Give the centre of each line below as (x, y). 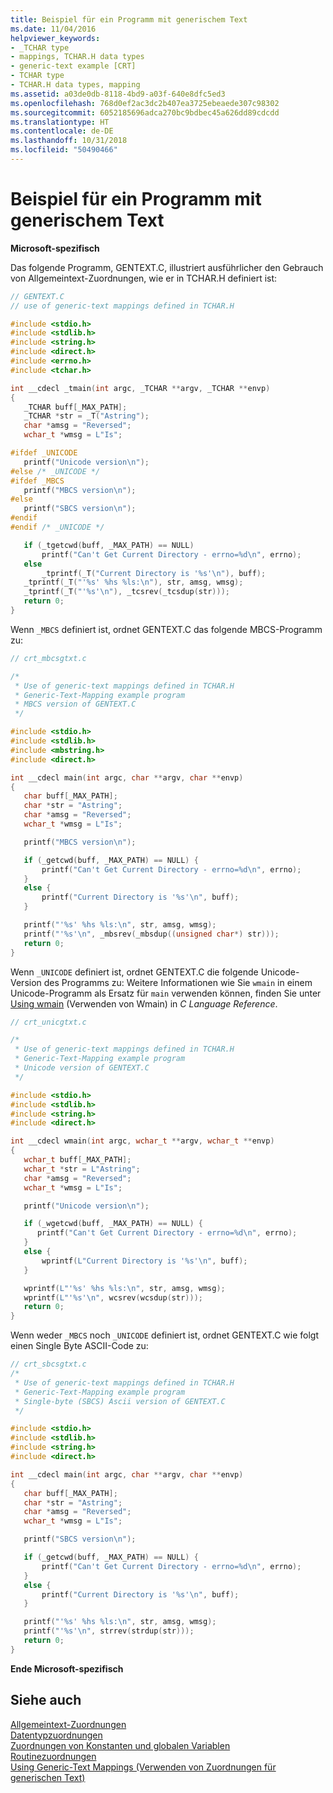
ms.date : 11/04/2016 (53, 29)
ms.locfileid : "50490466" (64, 150)
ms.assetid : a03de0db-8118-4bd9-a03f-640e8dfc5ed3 (118, 94)
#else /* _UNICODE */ (55, 471)
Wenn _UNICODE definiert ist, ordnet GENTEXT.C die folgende (134, 972)
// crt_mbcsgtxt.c (48, 658)
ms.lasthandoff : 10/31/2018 (69, 141)
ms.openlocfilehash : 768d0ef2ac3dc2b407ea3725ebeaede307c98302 (145, 103)
